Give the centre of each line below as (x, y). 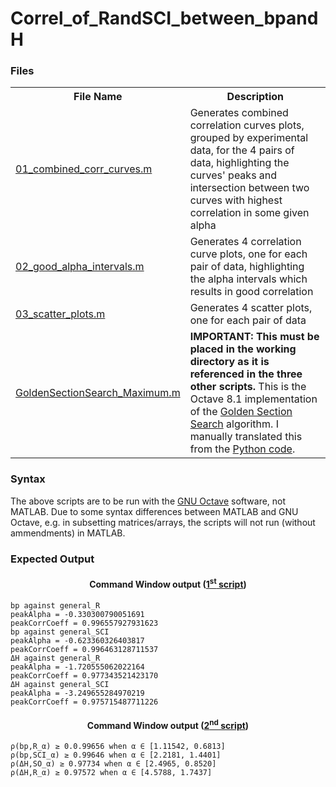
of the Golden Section (241, 412)
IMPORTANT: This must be (254, 337)
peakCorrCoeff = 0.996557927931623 (84, 623)
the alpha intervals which (248, 279)
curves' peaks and (233, 175)
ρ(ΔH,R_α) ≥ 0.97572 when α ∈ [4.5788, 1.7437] (111, 773)
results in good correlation (251, 292)
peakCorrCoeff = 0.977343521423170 (84, 675)
